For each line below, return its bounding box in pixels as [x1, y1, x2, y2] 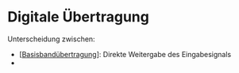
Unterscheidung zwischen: [7, 34, 96, 44]
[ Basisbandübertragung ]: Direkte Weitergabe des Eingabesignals [18, 49, 232, 59]
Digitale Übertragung [7, 8, 150, 26]
